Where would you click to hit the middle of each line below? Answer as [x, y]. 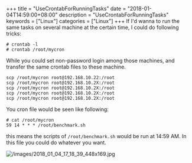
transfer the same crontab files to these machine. [66, 67]
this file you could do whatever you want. [56, 142]
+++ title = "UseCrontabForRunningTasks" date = [66, 9]
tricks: [14, 34]
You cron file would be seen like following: [58, 109]
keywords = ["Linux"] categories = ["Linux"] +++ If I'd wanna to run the [93, 21]
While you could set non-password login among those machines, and [90, 61]
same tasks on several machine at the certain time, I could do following [92, 27]
